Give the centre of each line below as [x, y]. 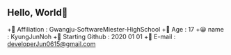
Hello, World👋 [38, 13]
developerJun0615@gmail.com [51, 44]
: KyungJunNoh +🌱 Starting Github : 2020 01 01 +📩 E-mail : [91, 36]
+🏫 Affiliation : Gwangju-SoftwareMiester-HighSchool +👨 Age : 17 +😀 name [115, 29]
